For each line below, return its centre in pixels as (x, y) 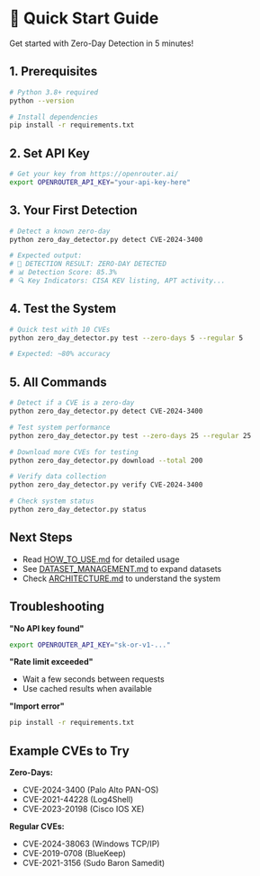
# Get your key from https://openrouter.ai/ (94, 174)
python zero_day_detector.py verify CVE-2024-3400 (106, 485)
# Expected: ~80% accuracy (60, 354)
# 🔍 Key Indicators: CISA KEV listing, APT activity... (117, 281)
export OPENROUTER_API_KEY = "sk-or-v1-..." (90, 645)
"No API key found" (47, 628)
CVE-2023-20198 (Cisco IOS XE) (83, 809)
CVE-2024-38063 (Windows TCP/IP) (91, 844)
